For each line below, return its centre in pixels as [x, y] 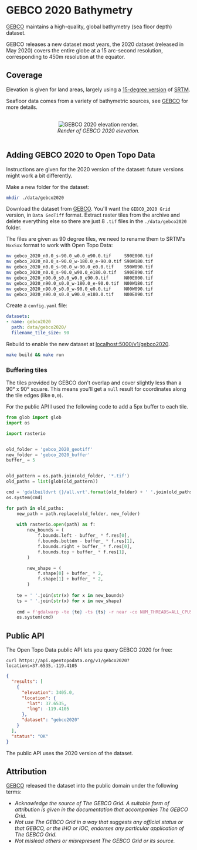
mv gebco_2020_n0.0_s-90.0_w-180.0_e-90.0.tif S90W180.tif [80, 262]
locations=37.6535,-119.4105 [42, 666]
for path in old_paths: [35, 508]
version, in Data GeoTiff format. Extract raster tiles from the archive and [93, 215]
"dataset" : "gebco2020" [51, 720]
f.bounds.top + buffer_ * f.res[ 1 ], [82, 552]
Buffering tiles [27, 370]
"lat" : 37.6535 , [47, 703]
